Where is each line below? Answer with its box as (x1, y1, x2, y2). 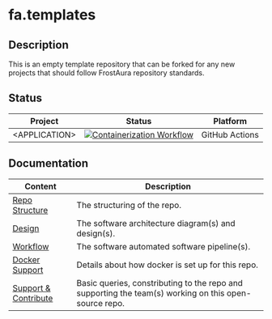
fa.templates (8, 6, 96, 24)
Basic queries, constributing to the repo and (76, 277, 243, 288)
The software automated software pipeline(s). (76, 240, 251, 252)
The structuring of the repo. (76, 199, 182, 211)
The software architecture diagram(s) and (76, 217, 236, 228)
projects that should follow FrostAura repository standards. (8, 68, 205, 78)
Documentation (8, 156, 89, 171)
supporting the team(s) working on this (76, 287, 225, 299)
